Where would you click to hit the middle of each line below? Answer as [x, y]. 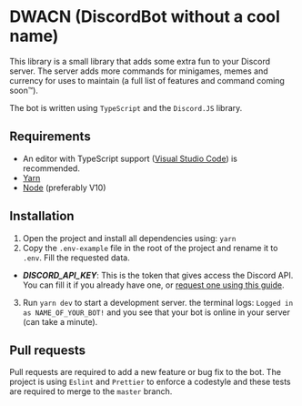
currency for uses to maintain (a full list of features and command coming [147, 80]
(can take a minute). [60, 321]
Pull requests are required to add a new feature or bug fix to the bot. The [146, 372]
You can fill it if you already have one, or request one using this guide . [153, 285]
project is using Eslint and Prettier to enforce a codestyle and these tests [150, 382]
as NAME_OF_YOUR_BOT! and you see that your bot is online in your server [156, 312]
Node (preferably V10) [64, 188]
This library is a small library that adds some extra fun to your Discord [140, 61]
